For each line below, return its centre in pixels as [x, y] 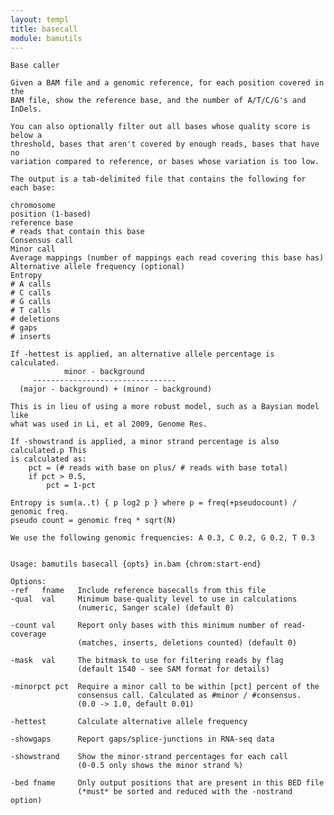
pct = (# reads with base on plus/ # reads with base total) [158, 468]
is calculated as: [48, 459]
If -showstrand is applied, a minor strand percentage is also [145, 442]
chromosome [33, 206]
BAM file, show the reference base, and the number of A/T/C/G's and [158, 101]
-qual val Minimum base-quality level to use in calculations [154, 599]
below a [26, 136]
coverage [28, 634]
